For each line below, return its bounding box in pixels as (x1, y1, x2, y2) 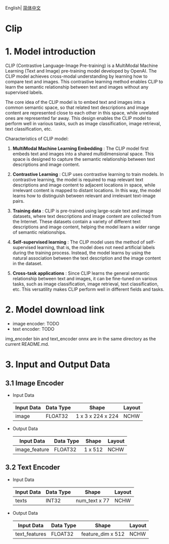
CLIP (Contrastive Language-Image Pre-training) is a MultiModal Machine (5, 63, 158, 69)
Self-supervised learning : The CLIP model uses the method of (12, 239, 145, 245)
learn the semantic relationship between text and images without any (5, 84, 149, 90)
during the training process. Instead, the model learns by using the (12, 250, 151, 256)
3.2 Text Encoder (5, 463, 61, 472)
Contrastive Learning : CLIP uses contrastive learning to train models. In (12, 171, 164, 177)
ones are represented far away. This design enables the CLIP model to (5, 115, 151, 122)
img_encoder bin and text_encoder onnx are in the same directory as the (5, 336, 156, 342)
